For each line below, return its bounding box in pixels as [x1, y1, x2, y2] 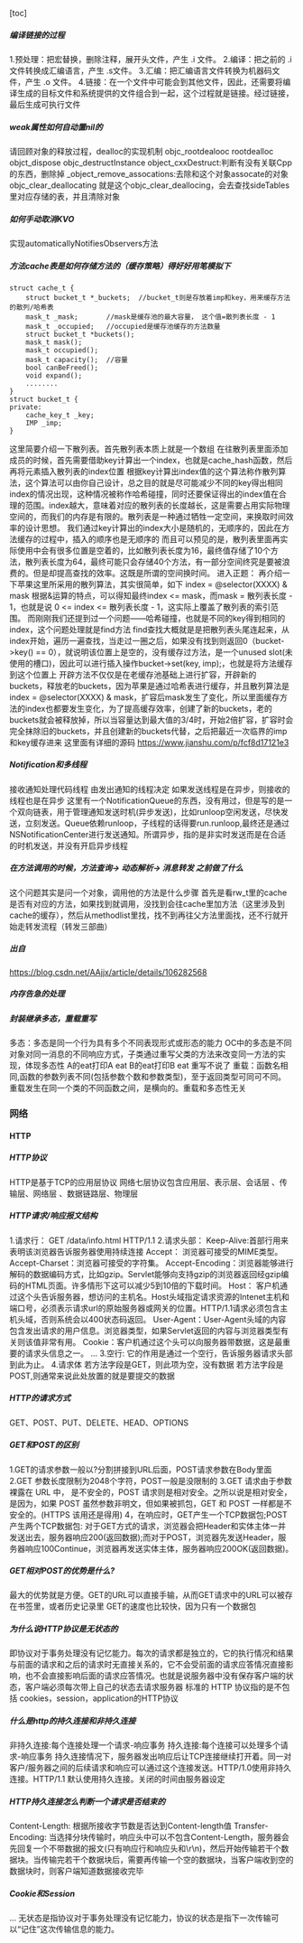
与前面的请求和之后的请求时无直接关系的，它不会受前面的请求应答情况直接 [9, 1659, 286, 1670]
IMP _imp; [25, 418, 63, 427]
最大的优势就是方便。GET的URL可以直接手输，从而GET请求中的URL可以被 [9, 1590, 286, 1601]
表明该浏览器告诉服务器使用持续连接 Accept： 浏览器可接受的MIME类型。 [9, 1246, 283, 1256]
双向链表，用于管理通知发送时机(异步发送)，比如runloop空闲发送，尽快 [16, 806, 281, 817]
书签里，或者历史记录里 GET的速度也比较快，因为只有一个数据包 [16, 1601, 257, 1611]
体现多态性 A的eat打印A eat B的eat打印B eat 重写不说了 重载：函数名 [24, 1060, 281, 1071]
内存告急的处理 [9, 988, 65, 999]
